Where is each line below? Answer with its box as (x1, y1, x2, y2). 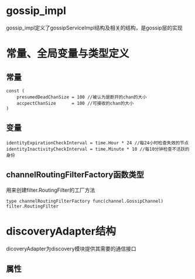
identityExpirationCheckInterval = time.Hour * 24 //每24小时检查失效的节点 (6, 139, 189, 146)
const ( (6, 88, 25, 94)
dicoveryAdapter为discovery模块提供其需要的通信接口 (6, 245, 136, 252)
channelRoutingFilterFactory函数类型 (6, 170, 145, 180)
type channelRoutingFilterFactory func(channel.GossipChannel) (6, 198, 164, 204)
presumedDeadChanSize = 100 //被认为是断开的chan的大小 (16, 94, 147, 100)
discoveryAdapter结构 (6, 224, 116, 238)
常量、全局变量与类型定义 (6, 47, 130, 60)
